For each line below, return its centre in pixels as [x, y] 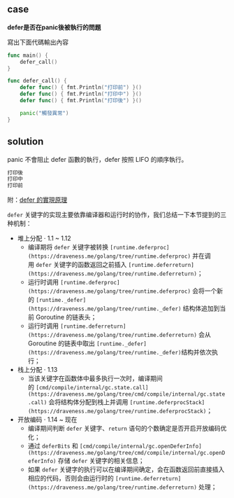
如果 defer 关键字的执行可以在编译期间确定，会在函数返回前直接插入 [126, 469]
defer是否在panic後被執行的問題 [54, 27]
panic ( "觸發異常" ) [44, 113]
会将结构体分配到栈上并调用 [88, 402]
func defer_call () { [37, 81]
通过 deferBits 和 [53, 446]
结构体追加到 [201, 308]
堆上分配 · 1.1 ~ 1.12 [44, 238]
